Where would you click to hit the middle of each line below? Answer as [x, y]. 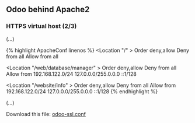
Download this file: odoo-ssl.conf [46, 114]
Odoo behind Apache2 [48, 10]
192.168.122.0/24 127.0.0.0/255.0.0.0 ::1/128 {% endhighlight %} [82, 91]
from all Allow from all [32, 56]
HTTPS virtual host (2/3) [41, 26]
